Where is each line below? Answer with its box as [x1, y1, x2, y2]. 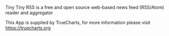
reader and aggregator [5, 10, 53, 16]
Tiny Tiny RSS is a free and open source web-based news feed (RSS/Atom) [5, 5, 164, 10]
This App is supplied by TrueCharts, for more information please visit [5, 20, 151, 25]
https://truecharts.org [5, 25, 51, 31]
